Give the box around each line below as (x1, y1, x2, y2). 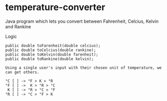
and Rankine (5, 23, 31, 29)
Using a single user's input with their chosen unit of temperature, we (5, 65, 162, 70)
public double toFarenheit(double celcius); (5, 43, 101, 48)
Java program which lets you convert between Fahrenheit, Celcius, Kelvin (5, 18, 159, 24)
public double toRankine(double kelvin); (5, 56, 94, 62)
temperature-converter (5, 2, 105, 13)
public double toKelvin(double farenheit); (5, 52, 99, 57)
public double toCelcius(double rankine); (5, 47, 96, 53)
